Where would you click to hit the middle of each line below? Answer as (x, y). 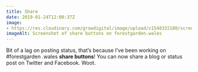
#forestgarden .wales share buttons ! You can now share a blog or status (94, 57)
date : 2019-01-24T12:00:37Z (41, 17)
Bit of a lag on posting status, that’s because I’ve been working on (86, 50)
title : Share (22, 12)
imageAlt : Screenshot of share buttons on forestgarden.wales (84, 34)
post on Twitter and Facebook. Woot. (51, 63)
